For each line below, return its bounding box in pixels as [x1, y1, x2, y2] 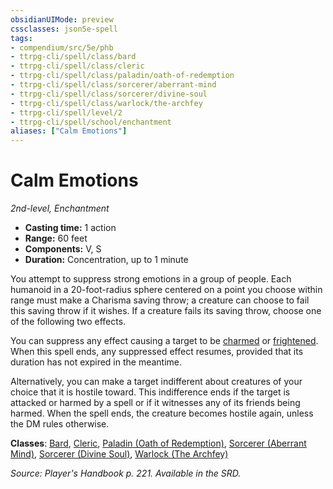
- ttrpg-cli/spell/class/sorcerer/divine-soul [10, 89, 208, 99]
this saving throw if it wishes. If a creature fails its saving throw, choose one [10, 305, 322, 317]
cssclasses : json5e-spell [10, 24, 118, 34]
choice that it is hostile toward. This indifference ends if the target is [10, 386, 291, 398]
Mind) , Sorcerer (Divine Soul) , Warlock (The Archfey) [10, 448, 229, 460]
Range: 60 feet [24, 232, 88, 245]
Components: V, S [24, 243, 102, 255]
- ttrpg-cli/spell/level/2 [10, 107, 123, 118]
